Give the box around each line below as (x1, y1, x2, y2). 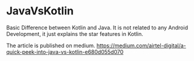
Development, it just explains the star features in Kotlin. (6, 30, 144, 37)
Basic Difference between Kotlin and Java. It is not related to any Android (6, 24, 189, 31)
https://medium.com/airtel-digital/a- (96, 42, 186, 49)
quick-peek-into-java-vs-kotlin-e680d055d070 (6, 48, 124, 55)
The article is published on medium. (6, 42, 95, 49)
